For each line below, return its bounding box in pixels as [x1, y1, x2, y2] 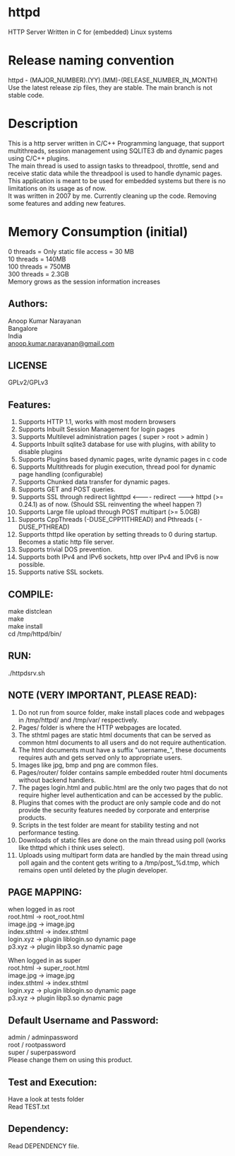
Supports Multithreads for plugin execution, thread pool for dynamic [18, 462, 217, 471]
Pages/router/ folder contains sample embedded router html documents [18, 768, 228, 776]
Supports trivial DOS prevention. [18, 545, 112, 554]
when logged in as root [8, 905, 75, 913]
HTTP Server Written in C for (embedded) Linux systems [8, 28, 172, 36]
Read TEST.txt [8, 1102, 50, 1111]
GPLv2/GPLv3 [8, 378, 49, 387]
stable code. [8, 91, 44, 99]
